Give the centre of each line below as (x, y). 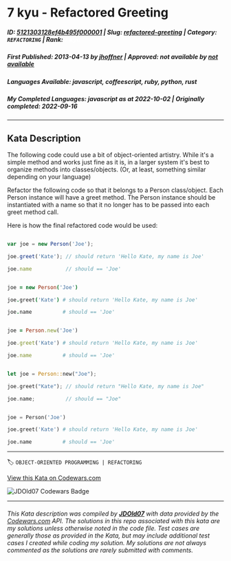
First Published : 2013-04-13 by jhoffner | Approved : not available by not (113, 57)
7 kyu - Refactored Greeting (88, 13)
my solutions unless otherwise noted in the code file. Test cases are (103, 528)
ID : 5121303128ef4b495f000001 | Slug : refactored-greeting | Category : (112, 32)
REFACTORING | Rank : (35, 39)
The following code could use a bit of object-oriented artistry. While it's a (111, 155)
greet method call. (33, 212)
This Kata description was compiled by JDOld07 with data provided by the (113, 514)
